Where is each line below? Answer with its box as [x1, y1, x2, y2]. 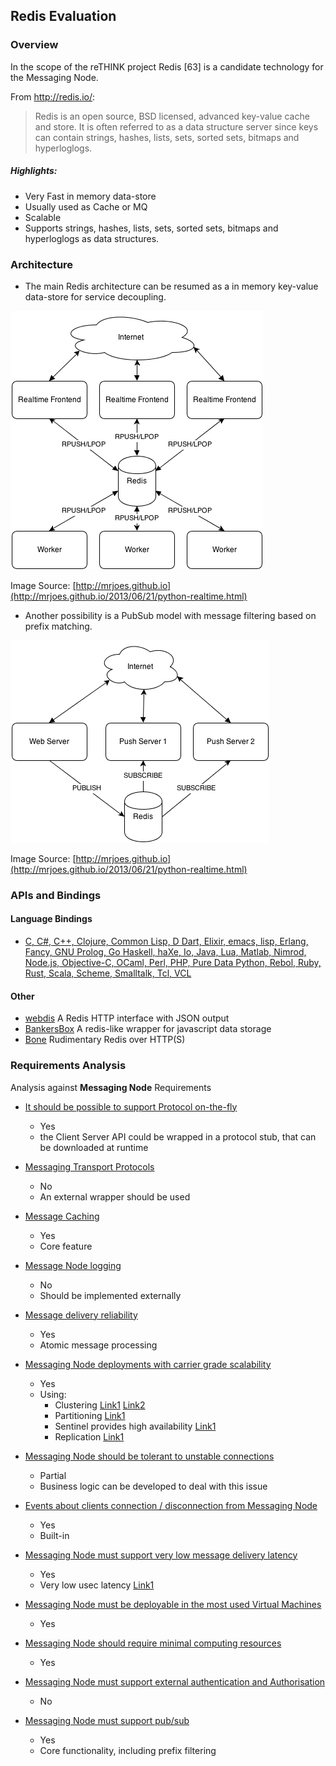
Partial [39, 1469, 67, 1481]
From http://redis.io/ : [10, 90, 96, 103]
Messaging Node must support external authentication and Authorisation [24, 1675, 326, 1688]
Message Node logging [24, 1259, 122, 1271]
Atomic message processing [39, 1339, 158, 1351]
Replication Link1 [54, 1430, 125, 1443]
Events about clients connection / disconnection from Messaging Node [24, 1499, 318, 1511]
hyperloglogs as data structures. [24, 232, 160, 244]
